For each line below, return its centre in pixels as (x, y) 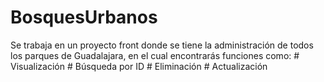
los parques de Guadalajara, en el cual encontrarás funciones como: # (155, 55)
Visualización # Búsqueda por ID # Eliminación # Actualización (139, 66)
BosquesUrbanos (84, 17)
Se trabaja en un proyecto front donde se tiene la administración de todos (162, 45)
